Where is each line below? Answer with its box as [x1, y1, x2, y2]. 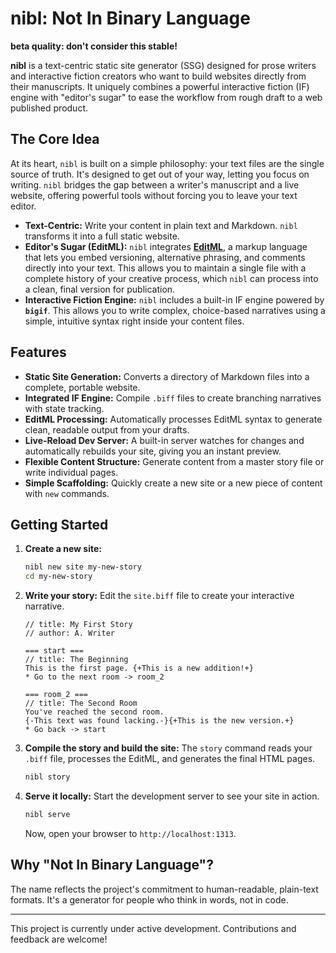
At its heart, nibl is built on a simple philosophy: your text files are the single [10, 157, 325, 169]
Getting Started [10, 516, 109, 533]
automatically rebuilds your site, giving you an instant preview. [24, 445, 282, 457]
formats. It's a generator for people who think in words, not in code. [10, 893, 289, 906]
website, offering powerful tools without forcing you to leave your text [10, 189, 298, 201]
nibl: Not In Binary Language [10, 7, 251, 30]
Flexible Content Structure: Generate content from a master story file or [24, 455, 325, 467]
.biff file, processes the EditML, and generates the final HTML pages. [24, 753, 316, 765]
